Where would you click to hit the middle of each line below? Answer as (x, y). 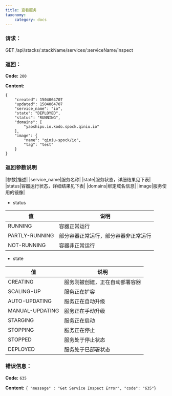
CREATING (21, 282)
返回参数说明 (21, 167)
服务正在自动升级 (84, 301)
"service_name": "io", (39, 108)
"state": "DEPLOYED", (37, 113)
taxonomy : (16, 15)
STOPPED (20, 340)
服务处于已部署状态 (87, 350)
